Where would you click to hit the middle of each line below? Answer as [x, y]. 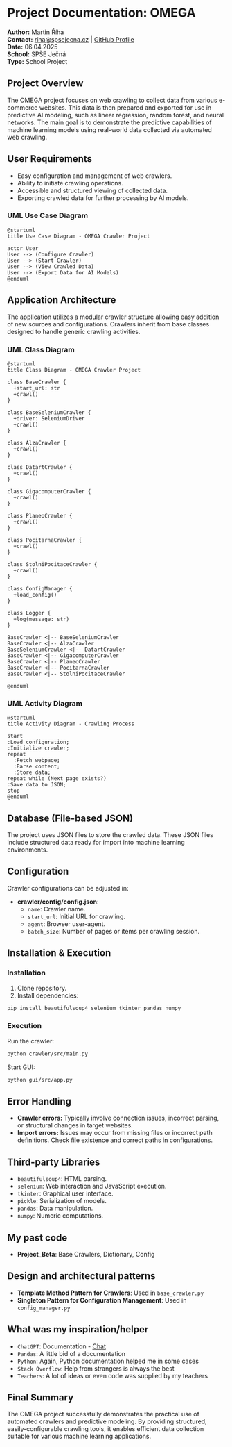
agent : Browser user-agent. [66, 924]
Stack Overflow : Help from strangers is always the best [96, 1368]
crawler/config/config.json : [58, 902]
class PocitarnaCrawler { [44, 540]
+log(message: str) [42, 619]
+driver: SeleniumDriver [49, 418]
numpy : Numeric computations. [60, 1216]
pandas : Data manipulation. [55, 1208]
